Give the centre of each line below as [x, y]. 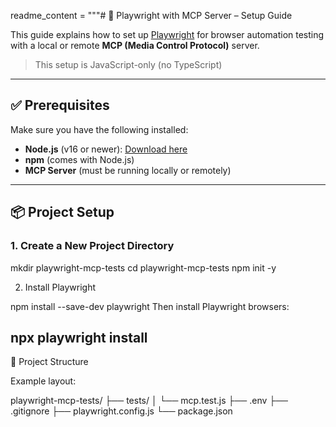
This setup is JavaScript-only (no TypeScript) [128, 64]
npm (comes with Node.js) [79, 159]
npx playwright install [79, 337]
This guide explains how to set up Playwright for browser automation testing [167, 34]
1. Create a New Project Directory [92, 246]
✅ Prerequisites [60, 105]
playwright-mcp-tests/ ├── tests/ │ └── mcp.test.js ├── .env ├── [149, 401]
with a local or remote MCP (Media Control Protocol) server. [135, 45]
